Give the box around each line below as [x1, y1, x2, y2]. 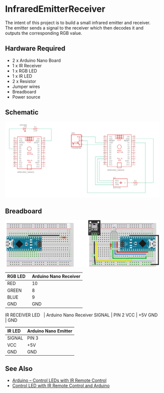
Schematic [5, 108, 39, 116]
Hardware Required [5, 44, 66, 53]
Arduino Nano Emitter [27, 328, 72, 334]
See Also [5, 365, 33, 373]
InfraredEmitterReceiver [5, 3, 106, 15]
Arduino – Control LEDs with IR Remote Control [12, 377, 107, 384]
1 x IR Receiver [12, 62, 42, 68]
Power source [12, 94, 41, 100]
